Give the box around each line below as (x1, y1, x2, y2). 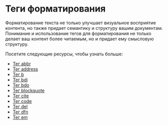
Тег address (12, 66, 38, 72)
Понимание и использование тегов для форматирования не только (5, 30, 151, 36)
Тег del (12, 103, 28, 109)
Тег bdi (12, 77, 28, 83)
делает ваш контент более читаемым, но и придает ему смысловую (5, 36, 154, 42)
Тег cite (12, 93, 29, 99)
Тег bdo (12, 82, 29, 88)
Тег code (12, 98, 32, 104)
